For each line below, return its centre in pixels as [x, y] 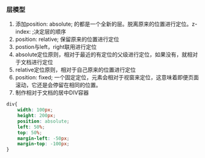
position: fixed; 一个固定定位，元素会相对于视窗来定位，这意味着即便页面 [107, 77]
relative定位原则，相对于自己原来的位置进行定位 [75, 70]
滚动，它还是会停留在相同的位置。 [58, 85]
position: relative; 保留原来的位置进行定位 [67, 39]
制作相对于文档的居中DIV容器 [52, 93]
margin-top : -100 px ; [43, 144]
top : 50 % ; [30, 132]
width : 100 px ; [35, 110]
